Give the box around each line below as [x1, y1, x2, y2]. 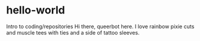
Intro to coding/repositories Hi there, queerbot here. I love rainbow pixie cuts [6, 23, 195, 30]
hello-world [6, 4, 66, 17]
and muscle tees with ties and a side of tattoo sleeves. [6, 29, 140, 36]
